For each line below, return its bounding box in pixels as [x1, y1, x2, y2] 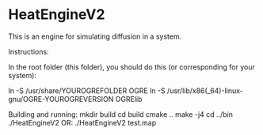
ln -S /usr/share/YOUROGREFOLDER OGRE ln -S [8, 85, 166, 96]
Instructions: [8, 47, 49, 56]
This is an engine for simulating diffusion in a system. [8, 32, 182, 41]
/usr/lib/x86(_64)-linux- [166, 85, 244, 96]
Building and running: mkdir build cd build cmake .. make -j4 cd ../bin [8, 109, 234, 119]
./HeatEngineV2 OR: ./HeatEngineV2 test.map [8, 118, 157, 127]
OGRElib [115, 94, 143, 103]
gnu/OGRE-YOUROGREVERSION [8, 94, 114, 103]
